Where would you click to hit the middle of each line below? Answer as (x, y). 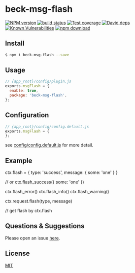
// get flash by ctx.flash (29, 211)
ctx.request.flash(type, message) (39, 201)
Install (15, 44)
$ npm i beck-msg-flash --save (37, 55)
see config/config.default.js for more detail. (49, 145)
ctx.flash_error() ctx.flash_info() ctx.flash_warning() (57, 192)
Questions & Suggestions (45, 226)
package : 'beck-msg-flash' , (38, 95)
